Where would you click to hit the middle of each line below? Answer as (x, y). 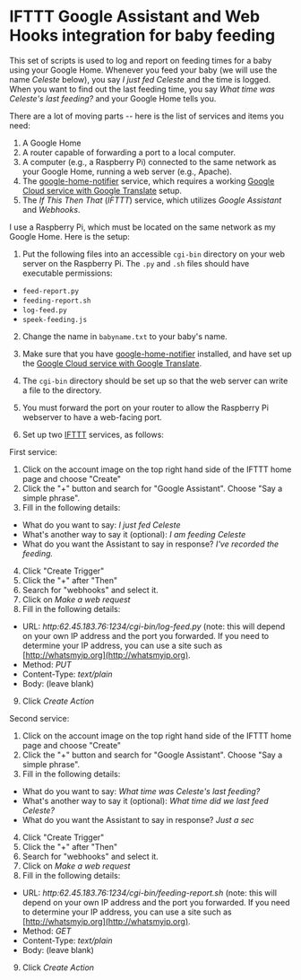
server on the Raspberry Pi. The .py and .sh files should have (136, 263)
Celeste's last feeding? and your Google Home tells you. (113, 98)
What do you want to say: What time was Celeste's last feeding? (141, 791)
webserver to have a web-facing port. (92, 417)
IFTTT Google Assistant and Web (135, 17)
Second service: (39, 718)
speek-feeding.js (55, 319)
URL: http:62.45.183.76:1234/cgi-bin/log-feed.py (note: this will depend (154, 626)
